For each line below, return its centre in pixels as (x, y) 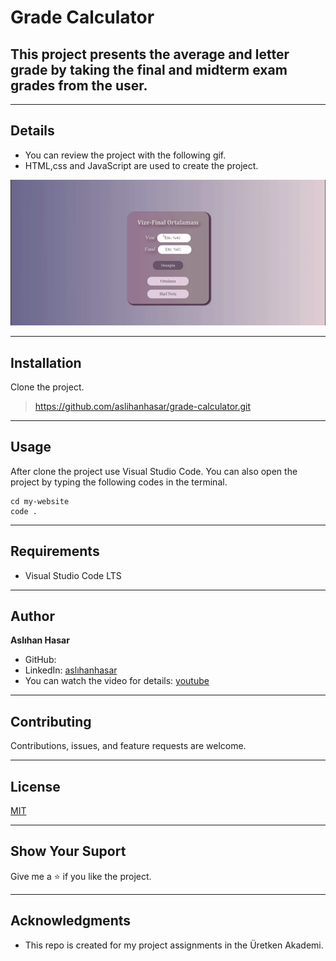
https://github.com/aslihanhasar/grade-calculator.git (143, 406)
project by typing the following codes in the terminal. (119, 482)
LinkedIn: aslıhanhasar (71, 670)
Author (32, 616)
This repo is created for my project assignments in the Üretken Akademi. (174, 945)
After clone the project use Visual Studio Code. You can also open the (154, 471)
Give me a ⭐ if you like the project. (81, 876)
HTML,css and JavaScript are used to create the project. (141, 165)
